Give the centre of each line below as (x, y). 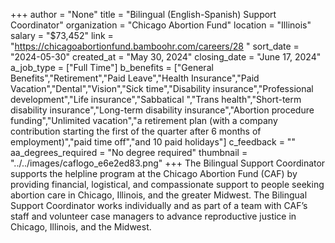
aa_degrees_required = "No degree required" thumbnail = (129, 152)
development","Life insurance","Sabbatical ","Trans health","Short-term (156, 99)
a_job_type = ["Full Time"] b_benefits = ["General (112, 67)
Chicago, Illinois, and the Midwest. (81, 227)
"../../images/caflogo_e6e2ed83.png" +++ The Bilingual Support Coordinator (168, 163)
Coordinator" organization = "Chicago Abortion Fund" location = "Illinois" (161, 25)
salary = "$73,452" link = (62, 35)
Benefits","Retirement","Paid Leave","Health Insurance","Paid (135, 78)
